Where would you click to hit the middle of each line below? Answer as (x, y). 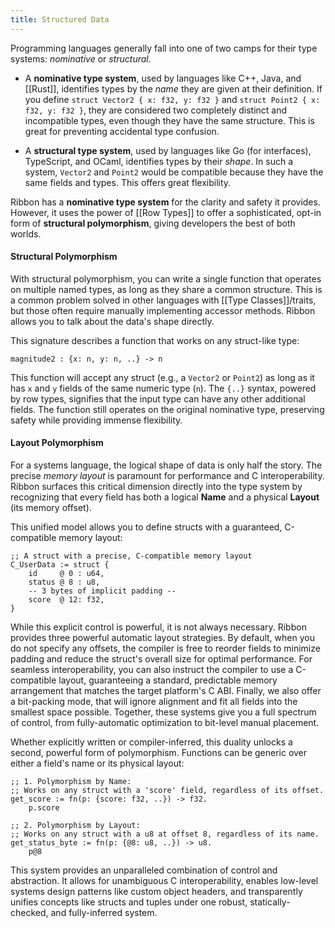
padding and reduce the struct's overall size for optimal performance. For (161, 659)
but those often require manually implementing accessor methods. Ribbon (163, 310)
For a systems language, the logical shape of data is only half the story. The (166, 465)
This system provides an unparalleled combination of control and (144, 870)
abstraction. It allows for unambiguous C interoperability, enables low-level (164, 881)
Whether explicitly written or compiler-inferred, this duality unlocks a (151, 742)
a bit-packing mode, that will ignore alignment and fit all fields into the (154, 702)
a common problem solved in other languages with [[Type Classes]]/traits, (163, 300)
